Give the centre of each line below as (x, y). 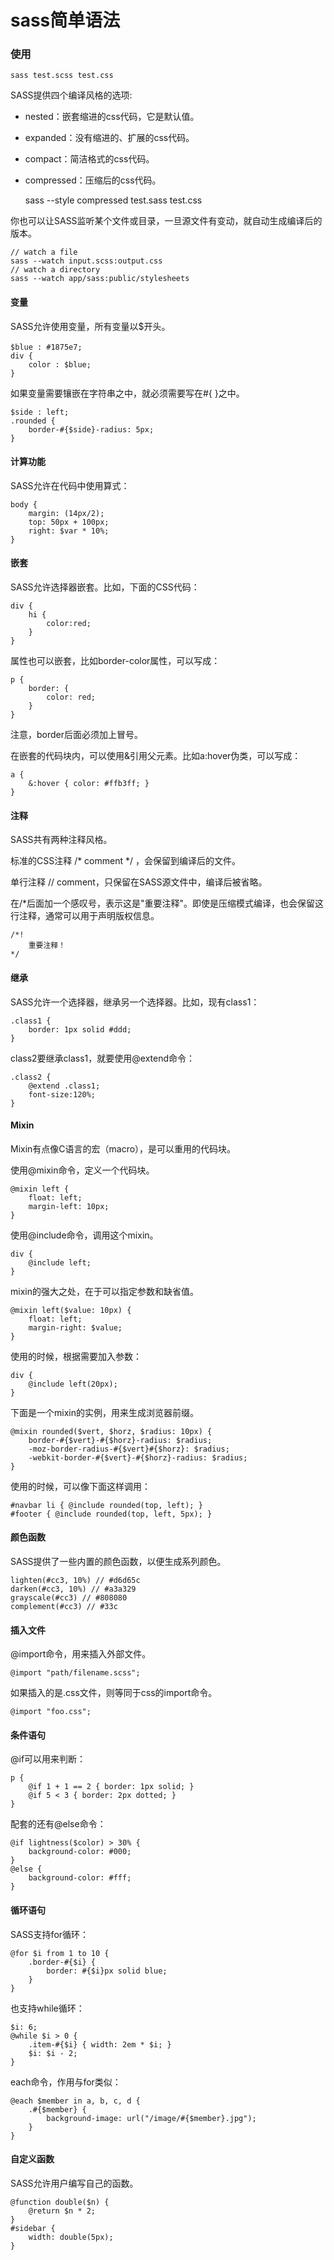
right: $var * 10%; (69, 531)
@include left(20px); (73, 1384)
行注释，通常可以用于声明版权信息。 (85, 916)
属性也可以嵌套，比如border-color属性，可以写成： (115, 661)
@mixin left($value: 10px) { (71, 1310)
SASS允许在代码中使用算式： (70, 485)
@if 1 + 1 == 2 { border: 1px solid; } (111, 1787)
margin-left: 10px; (69, 1206)
